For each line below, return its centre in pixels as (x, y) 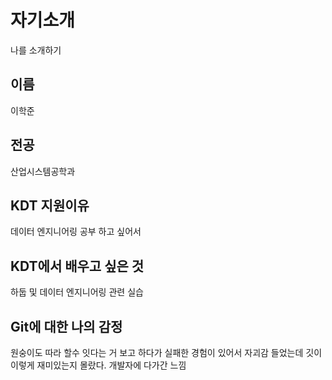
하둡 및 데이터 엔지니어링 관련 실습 (77, 292)
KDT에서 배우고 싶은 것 (77, 266)
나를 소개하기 (36, 50)
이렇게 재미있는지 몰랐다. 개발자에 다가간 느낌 (98, 365)
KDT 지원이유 (50, 205)
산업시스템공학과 (43, 171)
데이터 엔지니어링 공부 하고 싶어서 (76, 232)
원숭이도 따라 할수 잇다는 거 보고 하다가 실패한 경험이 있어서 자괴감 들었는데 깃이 (166, 352)
